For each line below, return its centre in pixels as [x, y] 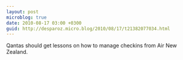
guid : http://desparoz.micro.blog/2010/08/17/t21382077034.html [88, 28]
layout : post [22, 12]
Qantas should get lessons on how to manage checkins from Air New [91, 46]
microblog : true [26, 17]
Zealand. [17, 52]
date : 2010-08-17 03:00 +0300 [44, 23]
